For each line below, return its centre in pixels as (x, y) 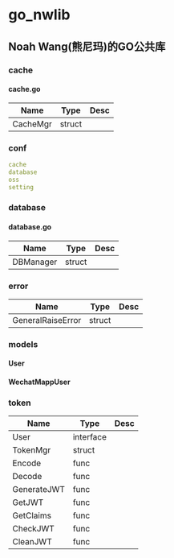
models (23, 344)
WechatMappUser (39, 382)
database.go (30, 227)
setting (21, 187)
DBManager (35, 262)
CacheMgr (32, 124)
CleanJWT (32, 542)
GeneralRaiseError (47, 320)
